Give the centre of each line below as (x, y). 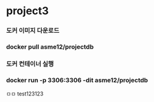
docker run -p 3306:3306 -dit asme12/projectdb (77, 80)
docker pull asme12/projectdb (50, 47)
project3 (28, 11)
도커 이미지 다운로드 (33, 31)
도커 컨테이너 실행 (30, 63)
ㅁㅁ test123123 (25, 94)
